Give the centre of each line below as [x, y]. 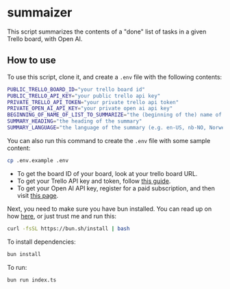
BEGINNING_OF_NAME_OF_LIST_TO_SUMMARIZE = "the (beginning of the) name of [115, 115]
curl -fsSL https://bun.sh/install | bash [68, 228]
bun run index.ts [32, 280]
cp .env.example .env [38, 160]
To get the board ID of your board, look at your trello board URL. [107, 173]
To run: [17, 267]
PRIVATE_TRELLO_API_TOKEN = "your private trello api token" [93, 102]
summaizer [40, 13]
